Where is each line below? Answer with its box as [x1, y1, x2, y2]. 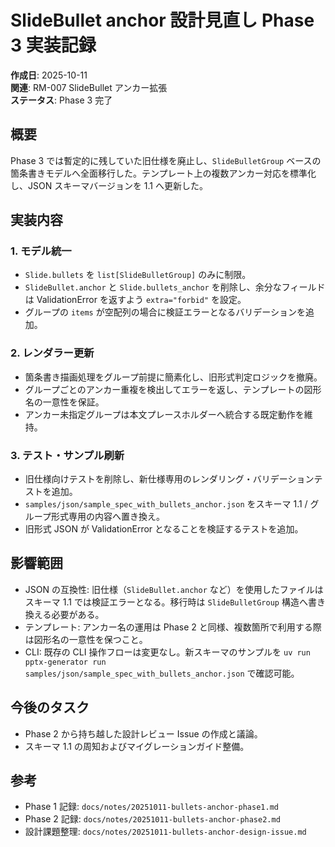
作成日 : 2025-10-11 [10, 69, 88, 81]
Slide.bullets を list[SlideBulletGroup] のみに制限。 [24, 269, 252, 281]
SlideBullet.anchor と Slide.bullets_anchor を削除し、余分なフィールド [24, 281, 326, 293]
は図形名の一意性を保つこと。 [24, 633, 148, 645]
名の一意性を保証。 [24, 396, 105, 408]
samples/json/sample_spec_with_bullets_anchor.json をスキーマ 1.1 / [24, 498, 308, 510]
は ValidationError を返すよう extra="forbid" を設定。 [24, 294, 247, 306]
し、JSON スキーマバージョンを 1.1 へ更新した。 [10, 179, 208, 191]
